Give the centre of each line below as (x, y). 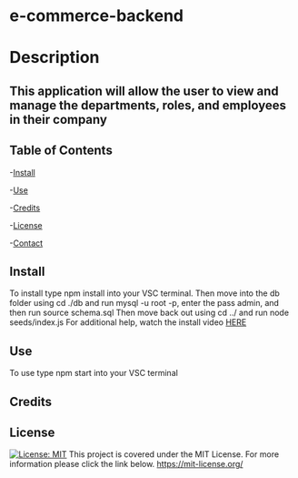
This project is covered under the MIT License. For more (174, 454)
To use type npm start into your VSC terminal (94, 373)
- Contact (26, 243)
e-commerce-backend (97, 16)
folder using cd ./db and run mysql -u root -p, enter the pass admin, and (144, 303)
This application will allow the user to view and (144, 91)
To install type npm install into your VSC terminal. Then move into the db (144, 293)
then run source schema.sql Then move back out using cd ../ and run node (149, 313)
